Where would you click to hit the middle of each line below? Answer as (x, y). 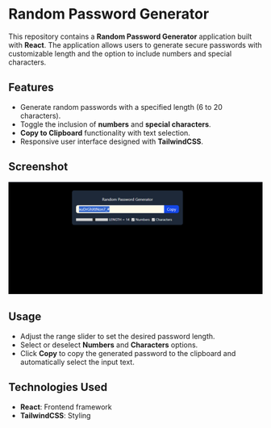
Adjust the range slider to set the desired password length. (117, 336)
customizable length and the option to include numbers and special (120, 53)
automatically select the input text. (77, 362)
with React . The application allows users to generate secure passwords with (135, 44)
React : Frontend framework (66, 407)
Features (31, 88)
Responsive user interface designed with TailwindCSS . (112, 141)
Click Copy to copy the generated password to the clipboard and (128, 353)
